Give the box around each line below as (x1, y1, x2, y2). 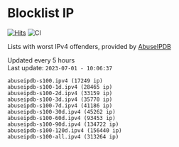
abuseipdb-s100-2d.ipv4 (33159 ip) (7, 89, 113, 97)
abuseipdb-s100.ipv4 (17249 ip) (7, 77, 103, 85)
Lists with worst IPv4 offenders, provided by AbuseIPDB (7, 42, 172, 50)
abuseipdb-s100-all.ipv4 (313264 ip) (7, 133, 119, 140)
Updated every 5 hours (7, 55, 75, 65)
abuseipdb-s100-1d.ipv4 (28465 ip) (7, 83, 113, 90)
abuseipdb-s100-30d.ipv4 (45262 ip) (7, 108, 116, 115)
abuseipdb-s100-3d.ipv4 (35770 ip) (7, 96, 113, 103)
